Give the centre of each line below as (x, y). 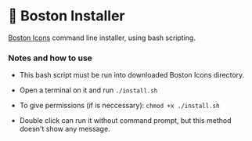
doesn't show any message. (65, 129)
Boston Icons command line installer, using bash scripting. (102, 38)
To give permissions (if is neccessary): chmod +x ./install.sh (120, 106)
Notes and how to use (50, 58)
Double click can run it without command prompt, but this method (125, 121)
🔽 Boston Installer (67, 16)
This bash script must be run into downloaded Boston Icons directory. (132, 75)
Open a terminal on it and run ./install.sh (88, 90)
